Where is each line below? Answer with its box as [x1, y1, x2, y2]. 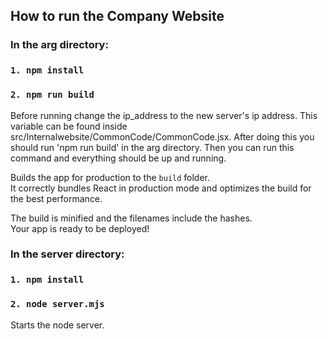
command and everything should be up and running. [10, 152, 227, 164]
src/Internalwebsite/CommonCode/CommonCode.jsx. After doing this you [10, 130, 315, 143]
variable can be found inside [10, 120, 128, 132]
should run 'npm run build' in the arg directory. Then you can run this [10, 141, 295, 153]
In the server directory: [10, 247, 125, 261]
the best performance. [10, 192, 103, 204]
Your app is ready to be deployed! [10, 222, 150, 234]
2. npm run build [10, 89, 95, 101]
